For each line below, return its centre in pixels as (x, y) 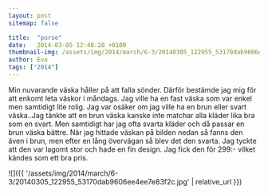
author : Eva (28, 60)
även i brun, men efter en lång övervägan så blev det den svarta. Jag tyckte (132, 141)
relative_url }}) (219, 181)
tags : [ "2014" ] (33, 67)
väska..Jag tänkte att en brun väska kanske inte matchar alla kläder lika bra (132, 115)
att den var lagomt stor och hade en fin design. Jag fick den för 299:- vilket (132, 149)
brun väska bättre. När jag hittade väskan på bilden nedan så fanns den (126, 132)
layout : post (30, 16)
